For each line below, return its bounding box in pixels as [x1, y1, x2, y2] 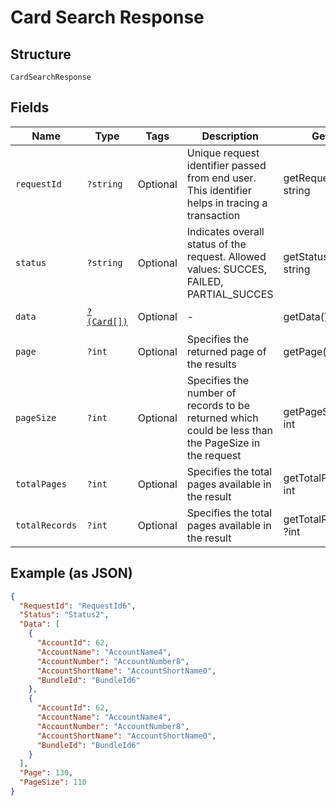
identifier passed [186, 158, 267, 172]
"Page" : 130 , [19, 768, 74, 778]
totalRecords [15, 519, 78, 531]
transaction [186, 208, 241, 222]
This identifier [186, 183, 252, 197]
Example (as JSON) [10, 565, 133, 582]
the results [186, 357, 237, 371]
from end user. [186, 171, 257, 185]
